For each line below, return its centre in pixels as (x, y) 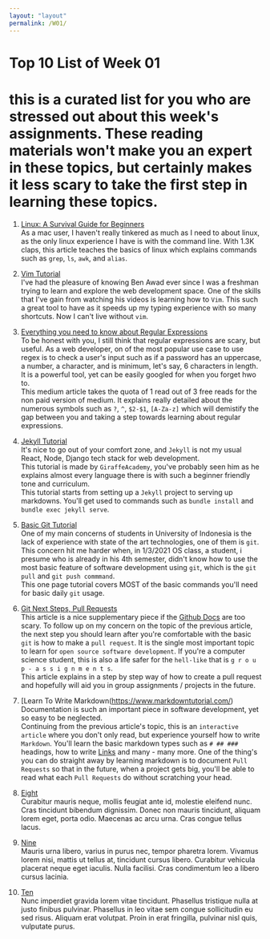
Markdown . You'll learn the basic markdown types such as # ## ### (129, 743)
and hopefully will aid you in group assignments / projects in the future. (138, 685)
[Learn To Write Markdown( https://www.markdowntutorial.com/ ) (127, 700)
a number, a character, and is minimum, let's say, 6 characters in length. (139, 366)
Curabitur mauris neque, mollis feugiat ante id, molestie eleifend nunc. (137, 801)
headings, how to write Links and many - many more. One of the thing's (139, 751)
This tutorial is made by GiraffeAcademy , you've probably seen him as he (140, 467)
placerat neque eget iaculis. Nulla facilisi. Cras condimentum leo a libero (140, 868)
